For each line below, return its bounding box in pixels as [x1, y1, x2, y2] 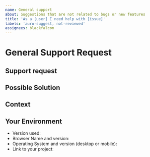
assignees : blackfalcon [5, 26, 55, 31]
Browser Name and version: [12, 136, 70, 142]
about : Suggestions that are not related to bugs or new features [5, 12, 146, 17]
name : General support [5, 7, 52, 12]
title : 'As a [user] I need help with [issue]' [5, 16, 106, 21]
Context [5, 100, 31, 109]
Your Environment [5, 117, 62, 125]
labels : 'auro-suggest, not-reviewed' [5, 21, 85, 26]
